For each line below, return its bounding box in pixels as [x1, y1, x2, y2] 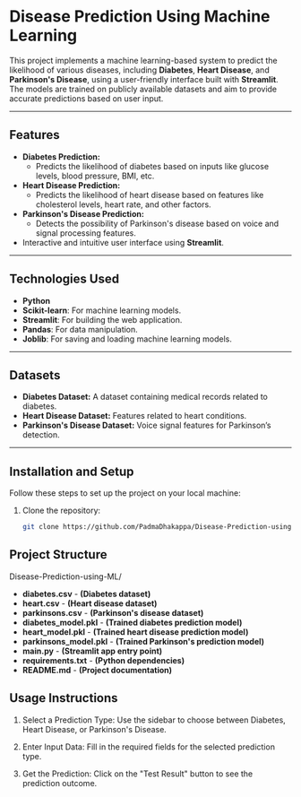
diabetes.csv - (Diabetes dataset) [21, 588, 151, 599]
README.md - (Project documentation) [21, 664, 173, 675]
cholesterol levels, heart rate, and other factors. [35, 199, 212, 210]
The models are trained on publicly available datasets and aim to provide [9, 83, 278, 94]
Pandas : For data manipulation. [21, 324, 139, 334]
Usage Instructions [9, 690, 118, 706]
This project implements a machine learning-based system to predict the [9, 55, 278, 65]
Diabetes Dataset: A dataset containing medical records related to [21, 392, 269, 403]
